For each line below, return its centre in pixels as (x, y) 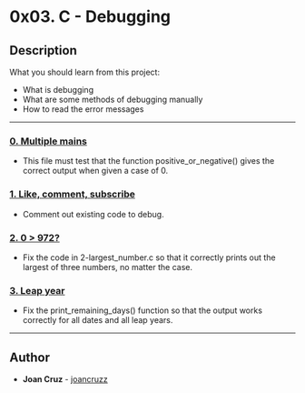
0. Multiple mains (49, 141)
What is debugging (58, 90)
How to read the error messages (83, 109)
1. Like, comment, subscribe (73, 195)
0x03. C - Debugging (90, 17)
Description (43, 50)
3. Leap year (37, 290)
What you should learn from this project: (85, 72)
